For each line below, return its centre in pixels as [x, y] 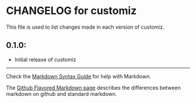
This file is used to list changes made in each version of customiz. [85, 27]
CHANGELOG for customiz [71, 11]
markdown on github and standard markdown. [62, 94]
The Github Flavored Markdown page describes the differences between [93, 87]
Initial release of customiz [45, 59]
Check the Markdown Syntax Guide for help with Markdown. [79, 76]
